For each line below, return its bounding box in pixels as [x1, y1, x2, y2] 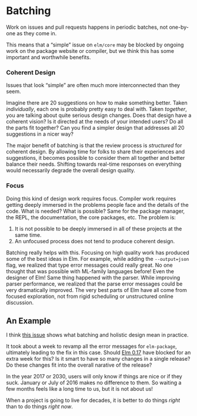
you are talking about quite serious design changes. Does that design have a [6, 112, 192, 119]
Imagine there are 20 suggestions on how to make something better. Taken [6, 99, 188, 106]
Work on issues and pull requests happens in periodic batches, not [6, 24, 168, 31]
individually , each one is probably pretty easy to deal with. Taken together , [6, 106, 187, 113]
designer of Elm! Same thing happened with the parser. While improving [6, 274, 181, 281]
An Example [6, 316, 51, 326]
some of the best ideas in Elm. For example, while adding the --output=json [6, 255, 189, 262]
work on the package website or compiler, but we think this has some [6, 47, 175, 54]
